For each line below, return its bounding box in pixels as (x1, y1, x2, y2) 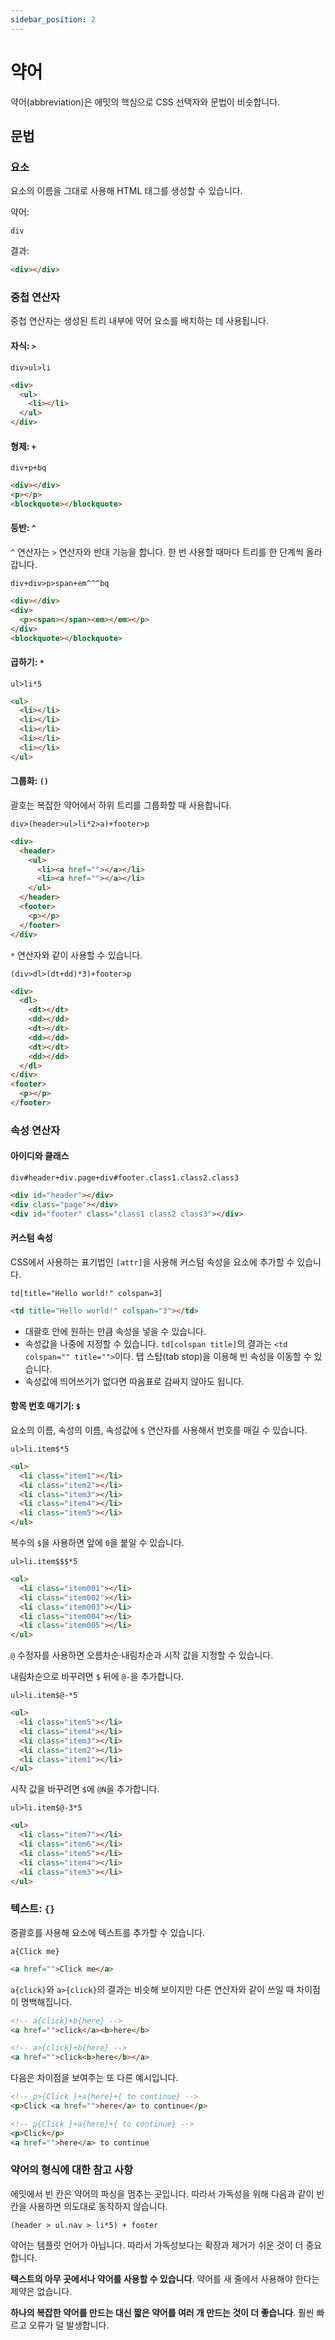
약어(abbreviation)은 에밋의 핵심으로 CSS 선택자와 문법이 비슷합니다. (10, 96, 281, 108)
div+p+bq (10, 463, 47, 473)
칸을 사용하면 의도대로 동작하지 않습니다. (10, 2200, 168, 2212)
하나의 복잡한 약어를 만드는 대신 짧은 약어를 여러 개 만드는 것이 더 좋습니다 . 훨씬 (10, 2306, 315, 2318)
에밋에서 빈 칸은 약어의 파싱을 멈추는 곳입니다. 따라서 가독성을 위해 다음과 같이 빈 (10, 2187, 325, 2200)
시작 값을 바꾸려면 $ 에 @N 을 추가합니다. (10, 1783, 160, 1795)
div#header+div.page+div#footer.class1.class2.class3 (10, 1173, 240, 1183)
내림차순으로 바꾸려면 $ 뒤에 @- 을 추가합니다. (10, 1671, 185, 1683)
